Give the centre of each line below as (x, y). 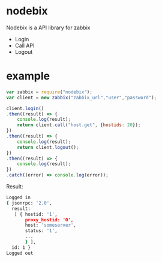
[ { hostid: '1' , (36, 214)
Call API (25, 45)
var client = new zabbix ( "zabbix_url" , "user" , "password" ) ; (82, 98)
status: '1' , (41, 231)
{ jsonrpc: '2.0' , (29, 203)
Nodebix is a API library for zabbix (48, 28)
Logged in (19, 197)
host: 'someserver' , (51, 226)
